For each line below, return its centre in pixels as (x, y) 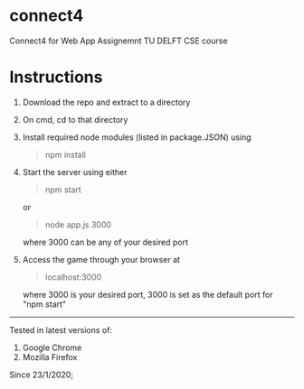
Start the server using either (75, 171)
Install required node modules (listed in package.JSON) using (137, 137)
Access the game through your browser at (101, 259)
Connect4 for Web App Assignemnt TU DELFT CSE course (119, 41)
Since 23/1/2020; (42, 375)
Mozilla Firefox (50, 357)
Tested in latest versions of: (61, 329)
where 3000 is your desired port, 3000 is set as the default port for (147, 294)
